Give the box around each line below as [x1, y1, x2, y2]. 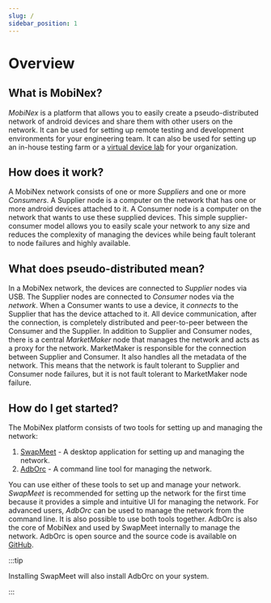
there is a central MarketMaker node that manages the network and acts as [8, 335, 260, 344]
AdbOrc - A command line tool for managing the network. [19, 464, 212, 474]
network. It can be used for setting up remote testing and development [8, 124, 244, 134]
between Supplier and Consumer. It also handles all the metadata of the [8, 352, 248, 362]
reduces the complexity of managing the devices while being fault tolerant [8, 230, 256, 239]
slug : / [8, 11, 35, 20]
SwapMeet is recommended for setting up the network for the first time [8, 488, 247, 498]
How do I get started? [8, 401, 119, 415]
